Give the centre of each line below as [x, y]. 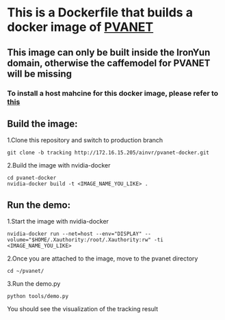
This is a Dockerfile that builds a [100, 13]
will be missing [40, 74]
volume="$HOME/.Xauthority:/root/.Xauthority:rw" [79, 240]
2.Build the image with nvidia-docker [59, 165]
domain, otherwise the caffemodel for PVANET [109, 63]
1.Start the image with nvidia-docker [58, 222]
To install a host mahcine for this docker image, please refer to [113, 93]
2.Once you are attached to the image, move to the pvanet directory [103, 258]
